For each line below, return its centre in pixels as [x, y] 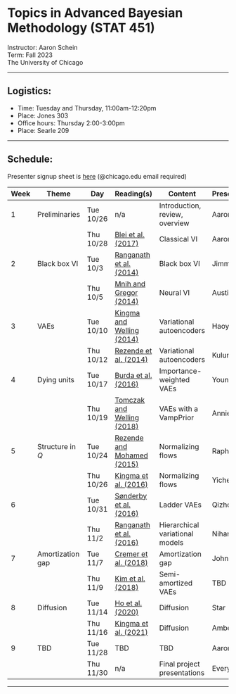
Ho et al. [129, 603]
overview [174, 223]
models [171, 542]
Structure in [57, 446]
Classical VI [178, 239]
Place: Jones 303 [43, 115]
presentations [182, 672]
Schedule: [30, 159]
